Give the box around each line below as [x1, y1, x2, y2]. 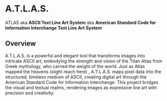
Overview [5, 39, 36, 48]
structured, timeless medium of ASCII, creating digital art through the [5, 73, 147, 80]
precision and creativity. [5, 89, 55, 95]
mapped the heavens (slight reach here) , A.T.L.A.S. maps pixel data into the [5, 68, 162, 74]
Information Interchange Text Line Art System [5, 24, 102, 30]
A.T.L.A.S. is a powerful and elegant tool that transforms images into [5, 52, 146, 58]
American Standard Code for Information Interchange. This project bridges [5, 79, 159, 85]
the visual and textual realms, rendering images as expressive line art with [5, 84, 157, 90]
